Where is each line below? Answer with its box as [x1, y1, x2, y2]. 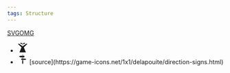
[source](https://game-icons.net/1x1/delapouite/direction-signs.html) [29, 57, 224, 65]
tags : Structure [7, 10, 54, 17]
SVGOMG [7, 29, 34, 37]
